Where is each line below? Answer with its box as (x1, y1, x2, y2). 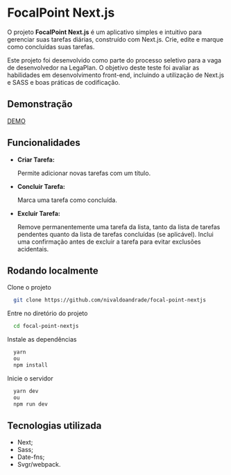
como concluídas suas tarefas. (7, 42, 95, 51)
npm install (13, 361, 49, 369)
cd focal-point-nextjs (13, 323, 79, 330)
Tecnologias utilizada (7, 419, 102, 431)
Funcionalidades (7, 137, 81, 149)
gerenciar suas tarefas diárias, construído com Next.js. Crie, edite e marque (7, 35, 224, 43)
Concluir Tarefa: (17, 182, 66, 190)
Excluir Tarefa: (17, 209, 60, 217)
